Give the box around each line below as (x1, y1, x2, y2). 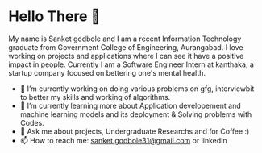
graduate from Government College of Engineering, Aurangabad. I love (8, 42, 243, 52)
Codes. (19, 118, 44, 127)
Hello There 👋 (8, 7, 101, 26)
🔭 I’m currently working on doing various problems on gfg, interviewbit (19, 84, 255, 93)
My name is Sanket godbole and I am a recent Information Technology (8, 34, 242, 43)
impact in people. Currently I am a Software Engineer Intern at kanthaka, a (8, 60, 254, 69)
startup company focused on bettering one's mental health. (8, 68, 206, 77)
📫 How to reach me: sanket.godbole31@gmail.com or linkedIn (19, 135, 227, 145)
